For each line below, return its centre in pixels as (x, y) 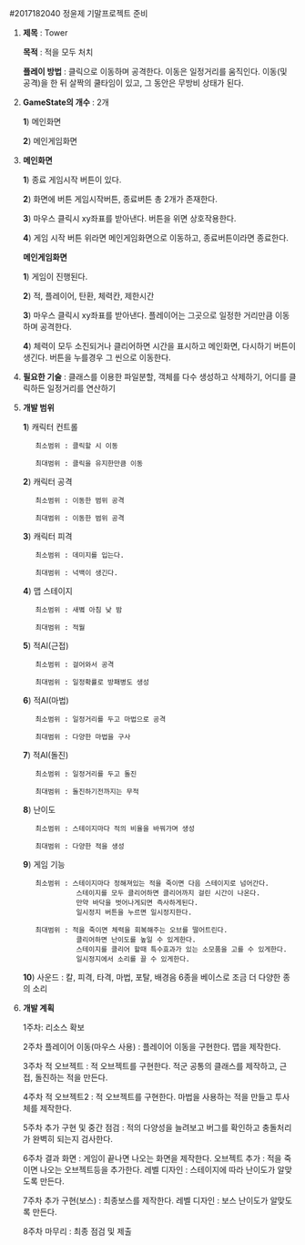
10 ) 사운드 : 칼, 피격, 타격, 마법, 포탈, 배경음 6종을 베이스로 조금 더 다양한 (152, 977)
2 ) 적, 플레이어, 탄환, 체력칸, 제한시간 (88, 296)
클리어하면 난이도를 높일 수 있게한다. (136, 940)
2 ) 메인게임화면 (50, 141)
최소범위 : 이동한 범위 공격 (80, 500)
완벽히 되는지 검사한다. (73, 1139)
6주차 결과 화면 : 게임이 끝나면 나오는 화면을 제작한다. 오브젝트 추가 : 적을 (152, 1158)
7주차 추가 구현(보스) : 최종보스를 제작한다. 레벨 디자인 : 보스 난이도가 (145, 1200)
